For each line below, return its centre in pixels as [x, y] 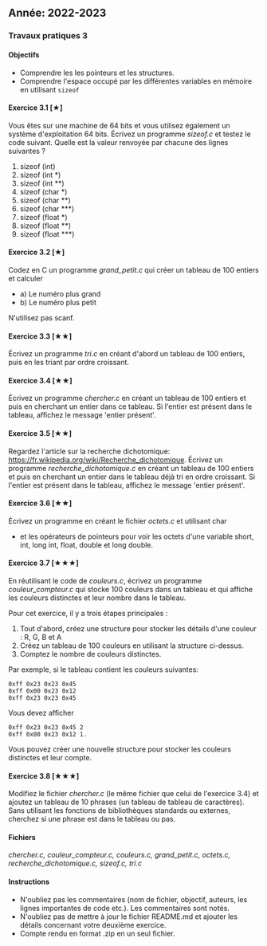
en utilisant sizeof [49, 89]
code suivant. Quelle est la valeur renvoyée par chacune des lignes [118, 142]
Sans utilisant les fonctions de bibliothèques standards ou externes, [120, 811]
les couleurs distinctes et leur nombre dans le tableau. [97, 598]
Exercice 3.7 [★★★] [43, 563]
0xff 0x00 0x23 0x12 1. [48, 734]
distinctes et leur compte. [50, 757]
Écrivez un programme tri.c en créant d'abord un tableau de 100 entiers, [127, 354]
